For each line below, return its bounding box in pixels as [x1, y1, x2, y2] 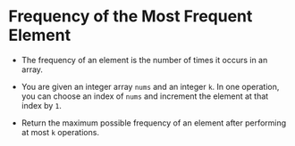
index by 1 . [21, 100, 62, 110]
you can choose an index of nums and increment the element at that [21, 91, 269, 101]
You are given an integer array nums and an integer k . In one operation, [21, 81, 280, 92]
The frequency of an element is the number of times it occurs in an [21, 54, 268, 65]
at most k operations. [21, 126, 100, 137]
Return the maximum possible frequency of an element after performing [21, 118, 287, 128]
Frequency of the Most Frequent [8, 6, 253, 27]
